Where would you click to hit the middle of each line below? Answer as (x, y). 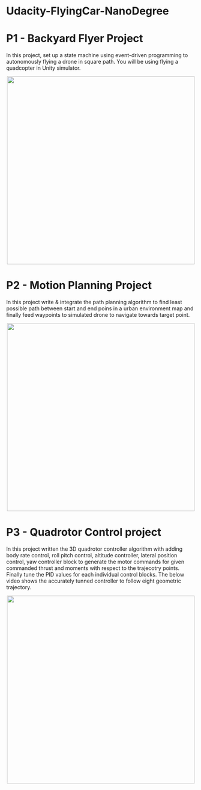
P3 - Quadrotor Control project (84, 532)
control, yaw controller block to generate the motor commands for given (95, 562)
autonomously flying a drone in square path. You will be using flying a (92, 62)
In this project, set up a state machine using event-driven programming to (97, 55)
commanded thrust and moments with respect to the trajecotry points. (93, 568)
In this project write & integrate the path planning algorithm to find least (94, 302)
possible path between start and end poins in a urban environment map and (100, 308)
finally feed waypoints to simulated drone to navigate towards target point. (98, 315)
